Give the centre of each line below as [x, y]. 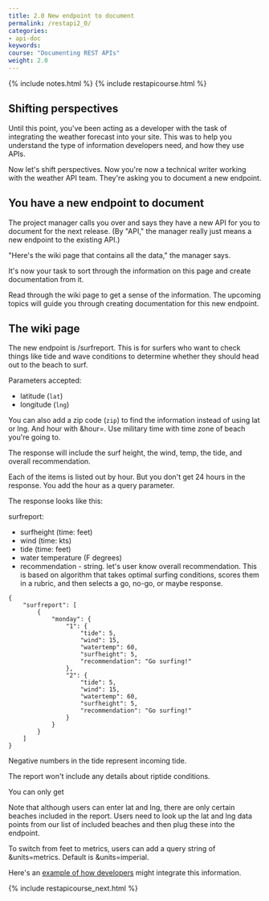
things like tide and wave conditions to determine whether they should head [134, 356]
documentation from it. [46, 279]
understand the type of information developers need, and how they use [126, 145]
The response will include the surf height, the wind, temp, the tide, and [125, 453]
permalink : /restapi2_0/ [50, 23]
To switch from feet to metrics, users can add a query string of [112, 849]
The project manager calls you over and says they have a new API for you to [134, 223]
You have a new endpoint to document [106, 203]
